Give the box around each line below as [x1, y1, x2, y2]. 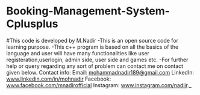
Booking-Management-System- [6, 4, 170, 18]
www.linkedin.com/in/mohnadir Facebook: [6, 75, 111, 82]
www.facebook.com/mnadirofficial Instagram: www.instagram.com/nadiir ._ [6, 81, 192, 88]
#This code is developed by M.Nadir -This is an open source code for [6, 37, 179, 44]
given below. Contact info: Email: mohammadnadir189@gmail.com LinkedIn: [6, 69, 195, 76]
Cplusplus [6, 17, 58, 31]
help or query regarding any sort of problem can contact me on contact [6, 62, 184, 70]
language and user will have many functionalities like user [6, 49, 149, 57]
